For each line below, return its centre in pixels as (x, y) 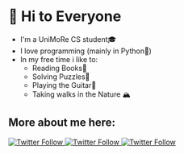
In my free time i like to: (59, 59)
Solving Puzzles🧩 (61, 77)
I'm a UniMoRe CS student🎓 (68, 39)
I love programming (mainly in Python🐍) (86, 51)
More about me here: (62, 123)
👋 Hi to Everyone (65, 17)
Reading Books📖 (59, 68)
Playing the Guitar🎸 (64, 85)
